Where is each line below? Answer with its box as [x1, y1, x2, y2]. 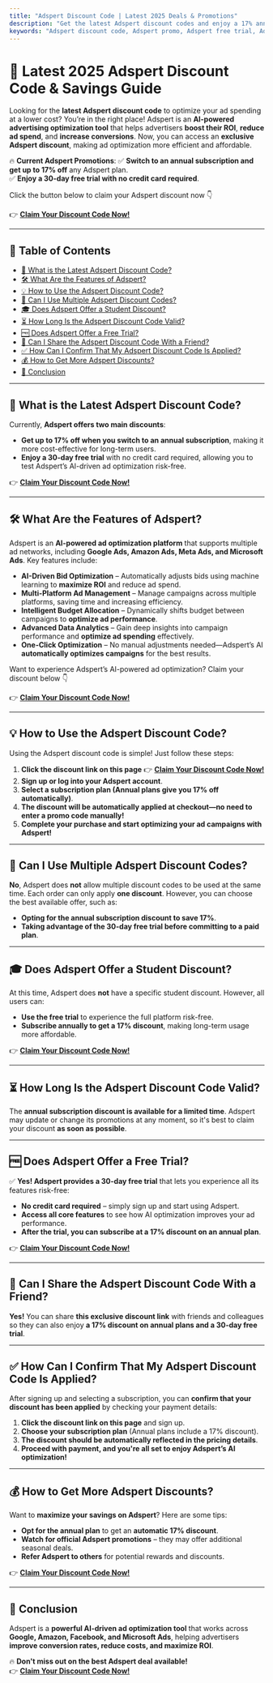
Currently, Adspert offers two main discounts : [9, 419, 166, 429]
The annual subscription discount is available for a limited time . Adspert [9, 1107, 256, 1116]
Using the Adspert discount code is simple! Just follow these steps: [9, 748, 234, 758]
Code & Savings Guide [9, 79, 162, 97]
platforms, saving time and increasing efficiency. [20, 596, 183, 606]
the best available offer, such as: [9, 897, 118, 908]
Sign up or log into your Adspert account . [20, 775, 163, 786]
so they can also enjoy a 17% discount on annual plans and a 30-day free [9, 1320, 258, 1330]
